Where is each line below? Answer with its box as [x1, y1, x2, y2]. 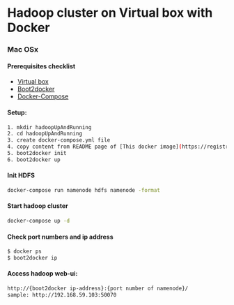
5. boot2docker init [7, 150, 68, 157]
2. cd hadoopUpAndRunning [7, 131, 82, 137]
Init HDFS [7, 171, 35, 179]
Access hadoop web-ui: [7, 269, 78, 278]
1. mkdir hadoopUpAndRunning [7, 124, 92, 131]
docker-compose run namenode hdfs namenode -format [7, 186, 160, 193]
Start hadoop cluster [7, 202, 68, 210]
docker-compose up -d [7, 218, 70, 225]
